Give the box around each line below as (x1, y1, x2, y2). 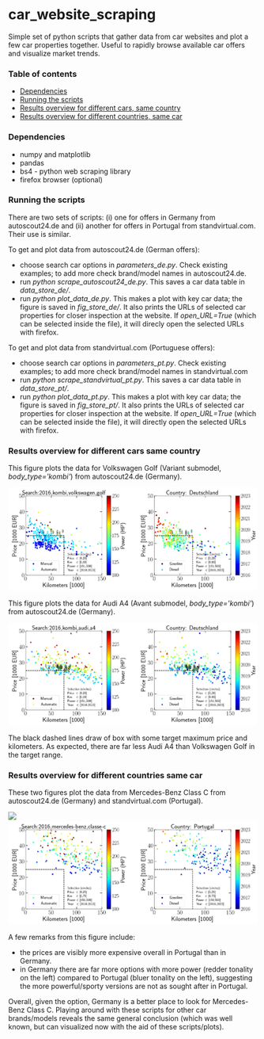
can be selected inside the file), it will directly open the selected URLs (19, 417, 247, 426)
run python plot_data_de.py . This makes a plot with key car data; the (19, 293, 243, 303)
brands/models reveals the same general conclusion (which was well (8, 1013, 233, 1023)
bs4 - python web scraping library (19, 166, 131, 176)
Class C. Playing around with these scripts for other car (26, 1005, 207, 1014)
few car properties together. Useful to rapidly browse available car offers (8, 40, 245, 49)
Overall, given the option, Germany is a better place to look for (8, 996, 211, 1006)
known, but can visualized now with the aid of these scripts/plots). (8, 1022, 224, 1031)
